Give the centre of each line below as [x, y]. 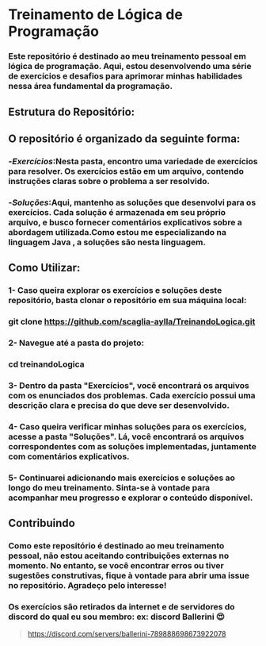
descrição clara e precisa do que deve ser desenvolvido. [119, 405]
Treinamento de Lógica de [96, 15]
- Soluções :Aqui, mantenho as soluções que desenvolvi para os [132, 202]
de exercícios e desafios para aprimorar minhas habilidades [125, 76]
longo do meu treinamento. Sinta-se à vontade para [109, 487]
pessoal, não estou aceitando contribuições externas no [119, 556]
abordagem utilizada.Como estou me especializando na [118, 232]
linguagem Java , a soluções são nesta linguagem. [107, 242]
